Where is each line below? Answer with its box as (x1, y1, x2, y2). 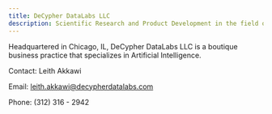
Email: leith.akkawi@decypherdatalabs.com (8, 82, 154, 91)
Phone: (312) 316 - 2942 (8, 97, 90, 107)
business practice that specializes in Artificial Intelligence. (8, 50, 202, 60)
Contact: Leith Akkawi (8, 65, 82, 75)
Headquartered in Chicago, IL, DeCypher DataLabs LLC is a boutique (8, 41, 238, 51)
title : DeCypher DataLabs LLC (8, 11, 111, 20)
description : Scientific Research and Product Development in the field (8, 19, 259, 27)
